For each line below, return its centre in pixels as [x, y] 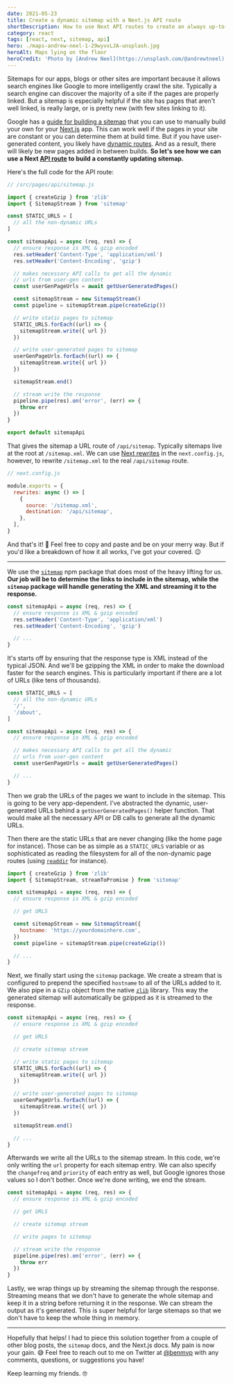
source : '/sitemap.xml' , [61, 505]
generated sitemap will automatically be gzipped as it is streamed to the [110, 998]
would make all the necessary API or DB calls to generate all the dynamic [112, 817]
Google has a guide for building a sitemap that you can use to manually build [116, 122]
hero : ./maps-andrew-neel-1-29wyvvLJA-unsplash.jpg [83, 46]
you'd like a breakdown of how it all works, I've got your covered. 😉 [104, 551]
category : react [31, 33]
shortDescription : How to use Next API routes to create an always [107, 26]
